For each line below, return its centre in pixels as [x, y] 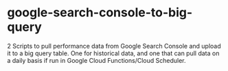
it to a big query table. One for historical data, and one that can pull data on [113, 53]
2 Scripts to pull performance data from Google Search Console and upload [114, 46]
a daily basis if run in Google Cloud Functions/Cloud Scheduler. [97, 60]
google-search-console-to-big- [100, 13]
